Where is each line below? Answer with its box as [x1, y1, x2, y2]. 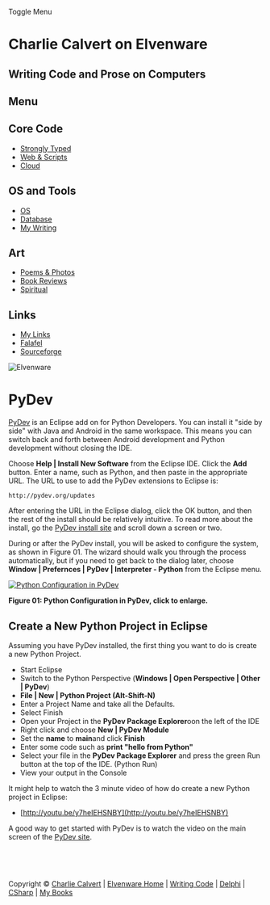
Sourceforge [19, 347, 62, 356]
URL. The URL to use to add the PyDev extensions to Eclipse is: [8, 476, 219, 486]
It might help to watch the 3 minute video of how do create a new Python [8, 783, 251, 793]
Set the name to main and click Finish [19, 733, 145, 743]
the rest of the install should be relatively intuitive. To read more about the [8, 515, 254, 524]
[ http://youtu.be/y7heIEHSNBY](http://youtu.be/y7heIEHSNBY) [19, 807, 229, 817]
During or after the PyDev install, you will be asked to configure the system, [8, 539, 260, 549]
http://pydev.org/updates [8, 492, 95, 500]
